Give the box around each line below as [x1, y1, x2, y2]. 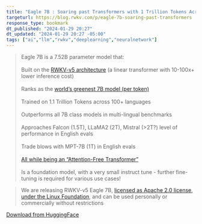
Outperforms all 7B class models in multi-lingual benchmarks [20, 111, 173, 118]
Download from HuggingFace [6, 211, 79, 218]
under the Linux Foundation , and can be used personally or [20, 193, 168, 200]
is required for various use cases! [38, 175, 121, 182]
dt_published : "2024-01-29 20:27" [6, 25, 93, 32]
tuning [20, 175, 37, 182]
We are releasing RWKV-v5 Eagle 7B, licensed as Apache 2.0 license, [20, 187, 194, 193]
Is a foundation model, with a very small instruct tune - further [20, 169, 175, 175]
